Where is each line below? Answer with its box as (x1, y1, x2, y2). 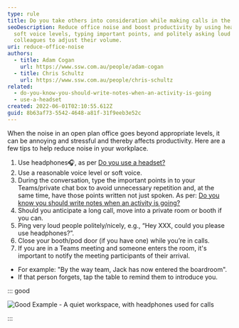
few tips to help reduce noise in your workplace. (7, 143, 149, 153)
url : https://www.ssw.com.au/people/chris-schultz (20, 76, 174, 84)
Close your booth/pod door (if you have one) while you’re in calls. (17, 236, 210, 245)
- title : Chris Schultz (14, 70, 84, 77)
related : (7, 83, 33, 90)
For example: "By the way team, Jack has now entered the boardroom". (17, 265, 228, 273)
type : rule (7, 10, 40, 18)
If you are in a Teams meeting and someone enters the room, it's (17, 244, 208, 252)
